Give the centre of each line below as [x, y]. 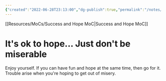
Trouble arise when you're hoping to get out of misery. [61, 73]
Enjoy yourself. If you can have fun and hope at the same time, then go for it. [83, 68]
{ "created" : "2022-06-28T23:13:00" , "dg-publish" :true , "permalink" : [75, 10]
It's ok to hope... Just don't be [68, 44]
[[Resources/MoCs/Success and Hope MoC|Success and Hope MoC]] [77, 24]
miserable [26, 54]
